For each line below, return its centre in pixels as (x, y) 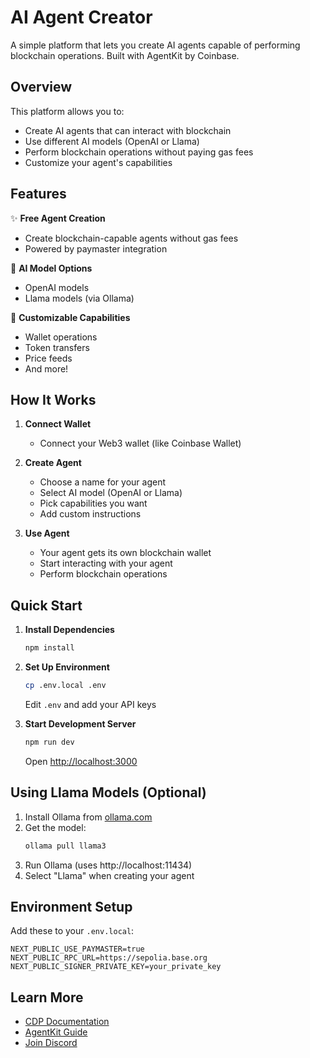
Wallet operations (61, 337)
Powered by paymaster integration (96, 248)
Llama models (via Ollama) (79, 298)
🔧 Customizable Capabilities (70, 317)
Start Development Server (80, 723)
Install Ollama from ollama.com (88, 817)
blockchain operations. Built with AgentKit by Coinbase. (125, 55)
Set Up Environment (67, 667)
